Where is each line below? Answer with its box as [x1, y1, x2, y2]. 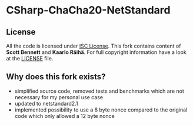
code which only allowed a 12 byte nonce [14, 112, 115, 119]
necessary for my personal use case [14, 93, 104, 100]
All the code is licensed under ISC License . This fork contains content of [6, 42, 181, 49]
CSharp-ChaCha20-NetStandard [6, 4, 171, 17]
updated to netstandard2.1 [14, 100, 78, 107]
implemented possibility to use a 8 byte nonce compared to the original [14, 106, 188, 113]
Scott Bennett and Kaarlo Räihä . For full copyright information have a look [6, 49, 187, 56]
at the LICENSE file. [6, 55, 54, 62]
